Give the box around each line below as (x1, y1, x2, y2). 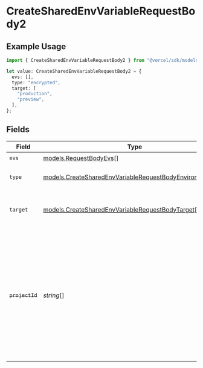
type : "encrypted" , (11, 79, 61, 85)
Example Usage (6, 41, 66, 52)
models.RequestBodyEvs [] (43, 154, 119, 162)
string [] (43, 291, 65, 299)
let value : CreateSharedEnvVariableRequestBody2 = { (6, 68, 142, 74)
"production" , (17, 91, 53, 97)
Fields (6, 124, 30, 135)
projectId (9, 292, 37, 298)
